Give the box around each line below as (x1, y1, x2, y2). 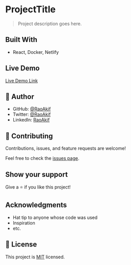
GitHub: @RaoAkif (12, 106, 51, 112)
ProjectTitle (5, 4, 56, 15)
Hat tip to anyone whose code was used (12, 214, 98, 220)
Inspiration (12, 219, 35, 226)
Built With (5, 35, 37, 44)
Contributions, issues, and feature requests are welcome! (5, 145, 126, 152)
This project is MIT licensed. (5, 254, 65, 260)
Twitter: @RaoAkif (12, 111, 51, 117)
